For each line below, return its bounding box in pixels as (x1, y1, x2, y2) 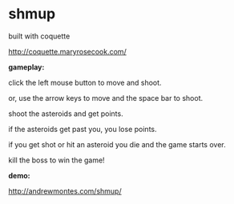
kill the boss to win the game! (8, 155, 106, 165)
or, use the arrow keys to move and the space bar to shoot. (8, 93, 204, 102)
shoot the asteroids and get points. (8, 109, 123, 118)
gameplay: (8, 62, 45, 72)
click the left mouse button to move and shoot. (8, 78, 162, 87)
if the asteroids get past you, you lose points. (8, 124, 158, 134)
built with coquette (8, 31, 71, 41)
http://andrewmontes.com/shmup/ (8, 186, 122, 196)
